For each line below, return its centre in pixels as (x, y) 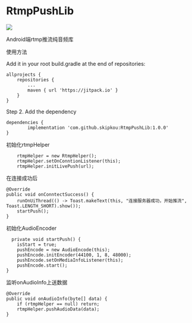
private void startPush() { (46, 239)
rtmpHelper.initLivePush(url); (56, 166)
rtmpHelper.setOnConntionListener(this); (69, 161)
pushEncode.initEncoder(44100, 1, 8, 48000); (74, 255)
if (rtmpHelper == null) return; (58, 304)
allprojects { (24, 75)
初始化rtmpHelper (28, 144)
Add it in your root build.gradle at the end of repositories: (76, 64)
